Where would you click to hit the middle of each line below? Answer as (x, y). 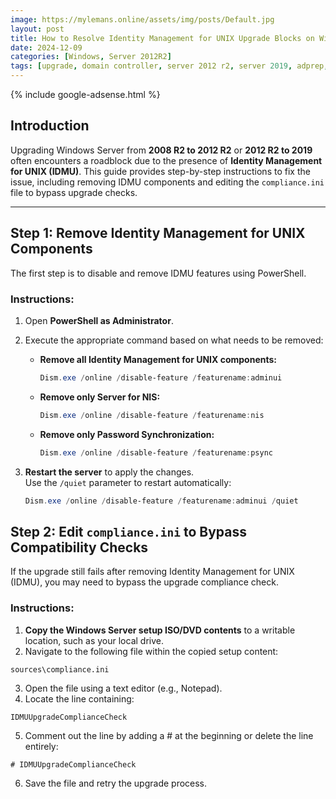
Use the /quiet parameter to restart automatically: (128, 482)
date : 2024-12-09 (46, 47)
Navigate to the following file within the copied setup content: (151, 651)
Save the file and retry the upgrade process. (116, 783)
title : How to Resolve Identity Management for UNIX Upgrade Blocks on (162, 38)
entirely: (41, 746)
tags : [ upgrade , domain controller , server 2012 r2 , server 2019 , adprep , (169, 66)
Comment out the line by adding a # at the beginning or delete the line (169, 735)
